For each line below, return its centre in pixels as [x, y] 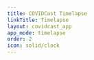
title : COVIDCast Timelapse [47, 13]
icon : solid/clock [33, 46]
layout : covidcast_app [39, 26]
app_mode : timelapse [37, 33]
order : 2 [20, 39]
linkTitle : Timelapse [38, 20]
